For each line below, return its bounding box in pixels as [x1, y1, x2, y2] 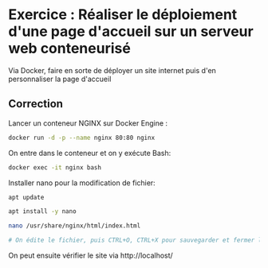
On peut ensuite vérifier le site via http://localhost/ [8, 251, 173, 260]
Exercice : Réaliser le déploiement [8, 6, 238, 24]
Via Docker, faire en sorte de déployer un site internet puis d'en [8, 65, 217, 75]
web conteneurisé [8, 40, 132, 57]
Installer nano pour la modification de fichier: [8, 177, 156, 188]
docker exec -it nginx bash [8, 163, 102, 172]
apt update [8, 193, 45, 201]
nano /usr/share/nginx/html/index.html [8, 222, 141, 230]
